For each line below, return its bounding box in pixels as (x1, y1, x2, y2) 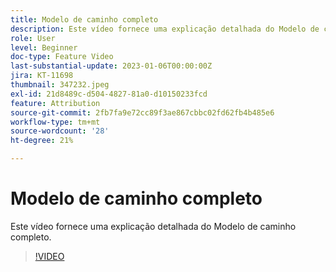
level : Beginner (10, 42, 78, 53)
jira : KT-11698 (10, 71, 74, 81)
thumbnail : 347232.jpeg (10, 80, 110, 90)
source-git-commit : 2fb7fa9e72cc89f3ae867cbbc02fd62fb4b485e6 (10, 107, 275, 118)
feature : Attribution (10, 98, 101, 108)
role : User (10, 33, 56, 43)
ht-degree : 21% (10, 136, 74, 146)
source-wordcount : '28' (10, 126, 110, 136)
